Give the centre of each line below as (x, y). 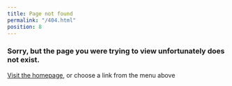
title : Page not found (40, 14)
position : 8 (24, 27)
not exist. (24, 60)
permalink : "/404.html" (42, 20)
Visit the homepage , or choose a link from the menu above (91, 75)
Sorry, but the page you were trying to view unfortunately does (116, 51)
